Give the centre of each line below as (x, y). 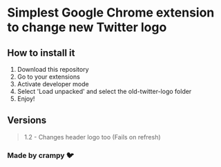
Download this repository (53, 69)
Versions (27, 120)
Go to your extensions (49, 77)
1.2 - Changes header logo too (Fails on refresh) (92, 137)
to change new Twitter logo (87, 27)
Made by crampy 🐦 (41, 155)
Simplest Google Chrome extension (111, 13)
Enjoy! (26, 99)
